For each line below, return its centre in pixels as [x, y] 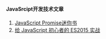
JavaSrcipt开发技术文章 [35, 9]
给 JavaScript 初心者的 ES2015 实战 [57, 30]
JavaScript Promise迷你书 [46, 23]
